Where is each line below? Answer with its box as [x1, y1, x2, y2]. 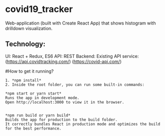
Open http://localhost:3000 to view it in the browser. [5, 99, 124, 104]
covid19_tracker [5, 3, 73, 15]
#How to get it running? [5, 68, 54, 74]
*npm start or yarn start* [5, 91, 62, 96]
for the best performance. [5, 126, 62, 131]
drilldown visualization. [5, 25, 53, 31]
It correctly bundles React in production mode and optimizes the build [5, 121, 160, 126]
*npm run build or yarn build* [5, 112, 71, 118]
